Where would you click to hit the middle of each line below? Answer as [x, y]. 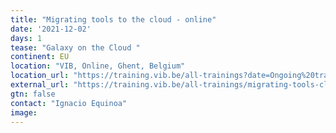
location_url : [40, 76]
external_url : [40, 85]
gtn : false [33, 94]
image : [24, 112]
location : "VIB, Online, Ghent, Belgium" [98, 66]
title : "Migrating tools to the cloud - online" [113, 19]
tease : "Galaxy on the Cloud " [75, 47]
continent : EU [40, 57]
